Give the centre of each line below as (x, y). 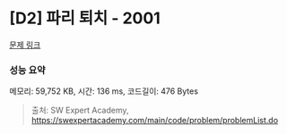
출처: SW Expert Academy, (80, 110)
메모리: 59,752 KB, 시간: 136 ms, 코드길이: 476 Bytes (104, 91)
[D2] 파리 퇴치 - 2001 (85, 18)
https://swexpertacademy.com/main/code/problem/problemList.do (155, 121)
